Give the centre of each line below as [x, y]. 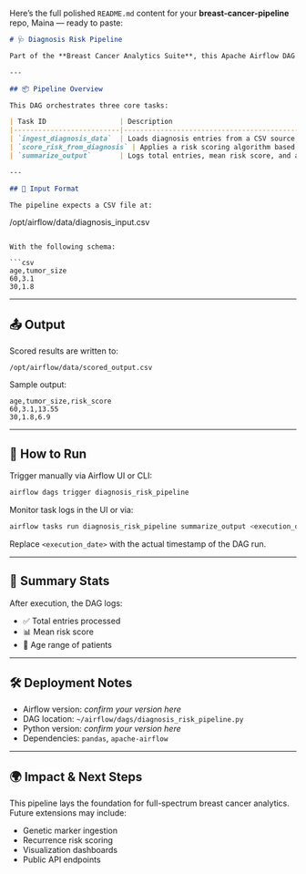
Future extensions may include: [68, 813]
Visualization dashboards [70, 850]
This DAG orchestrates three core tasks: [89, 105]
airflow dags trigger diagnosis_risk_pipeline [99, 492]
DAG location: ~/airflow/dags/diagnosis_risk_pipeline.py [133, 719]
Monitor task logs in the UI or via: [71, 509]
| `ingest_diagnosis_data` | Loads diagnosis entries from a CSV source [153, 139]
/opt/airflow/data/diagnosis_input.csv [80, 222]
